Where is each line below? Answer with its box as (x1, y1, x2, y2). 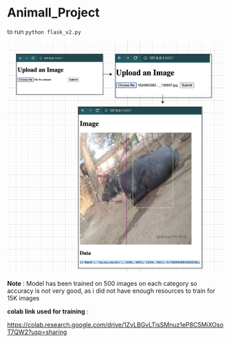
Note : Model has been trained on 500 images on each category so (7, 279, 197, 287)
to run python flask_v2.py (7, 27, 81, 36)
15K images (7, 294, 40, 302)
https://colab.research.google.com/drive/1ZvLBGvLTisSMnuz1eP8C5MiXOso (7, 320, 224, 329)
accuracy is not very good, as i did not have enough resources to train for (7, 287, 215, 295)
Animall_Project (7, 5, 100, 21)
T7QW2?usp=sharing (7, 328, 67, 336)
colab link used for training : (7, 307, 89, 316)
